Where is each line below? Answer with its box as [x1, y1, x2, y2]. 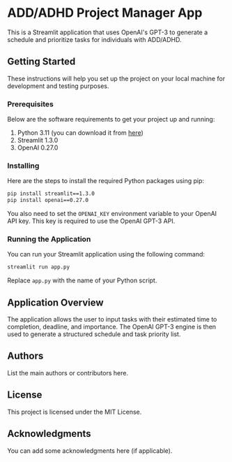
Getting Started [7, 56, 76, 68]
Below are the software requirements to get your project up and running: [7, 115, 215, 124]
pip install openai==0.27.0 [7, 197, 89, 204]
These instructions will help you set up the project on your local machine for [7, 74, 225, 82]
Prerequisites [7, 99, 54, 109]
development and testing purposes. [7, 82, 109, 90]
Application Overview [7, 296, 104, 308]
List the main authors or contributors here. [7, 368, 129, 377]
